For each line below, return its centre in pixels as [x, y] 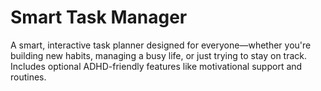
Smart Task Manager [99, 17]
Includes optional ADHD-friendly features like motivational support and [156, 66]
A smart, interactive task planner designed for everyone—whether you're [161, 45]
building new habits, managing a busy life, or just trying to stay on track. [159, 55]
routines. [28, 77]
